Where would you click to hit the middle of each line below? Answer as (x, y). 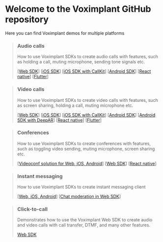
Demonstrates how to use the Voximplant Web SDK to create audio (85, 220)
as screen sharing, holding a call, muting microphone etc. (75, 105)
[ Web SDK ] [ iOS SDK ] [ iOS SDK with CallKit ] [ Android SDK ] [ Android (86, 115)
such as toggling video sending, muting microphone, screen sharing (86, 149)
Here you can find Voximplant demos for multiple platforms (65, 33)
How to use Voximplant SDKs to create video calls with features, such (87, 100)
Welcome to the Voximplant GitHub (78, 9)
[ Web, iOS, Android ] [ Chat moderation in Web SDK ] (69, 197)
